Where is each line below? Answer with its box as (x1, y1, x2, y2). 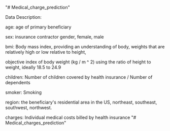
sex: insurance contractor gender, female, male (5, 34, 104, 40)
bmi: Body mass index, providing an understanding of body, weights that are (5, 44, 165, 50)
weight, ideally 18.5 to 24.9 (5, 64, 61, 70)
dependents (5, 80, 30, 85)
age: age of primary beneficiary (5, 24, 72, 30)
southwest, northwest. (5, 105, 52, 111)
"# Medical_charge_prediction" (5, 5, 70, 10)
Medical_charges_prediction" (5, 120, 66, 126)
